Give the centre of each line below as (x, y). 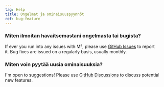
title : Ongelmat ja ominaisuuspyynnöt (45, 14)
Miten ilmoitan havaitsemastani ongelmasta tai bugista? (73, 36)
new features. (19, 80)
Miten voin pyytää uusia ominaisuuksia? (54, 64)
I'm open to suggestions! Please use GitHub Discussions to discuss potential (82, 75)
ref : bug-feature (23, 19)
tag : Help (15, 10)
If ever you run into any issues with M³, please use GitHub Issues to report (80, 46)
